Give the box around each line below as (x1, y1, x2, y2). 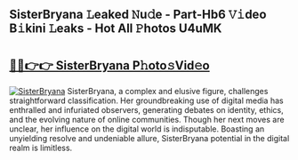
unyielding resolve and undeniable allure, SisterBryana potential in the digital (9, 133, 290, 143)
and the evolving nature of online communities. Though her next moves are (9, 115, 285, 124)
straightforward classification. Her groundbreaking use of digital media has (9, 95, 284, 106)
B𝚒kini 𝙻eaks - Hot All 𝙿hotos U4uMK (9, 21, 222, 36)
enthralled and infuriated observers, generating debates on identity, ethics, (9, 105, 285, 115)
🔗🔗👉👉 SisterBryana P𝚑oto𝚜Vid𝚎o (9, 58, 211, 73)
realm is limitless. (9, 142, 73, 153)
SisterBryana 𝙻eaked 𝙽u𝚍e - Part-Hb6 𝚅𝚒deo (9, 7, 267, 22)
